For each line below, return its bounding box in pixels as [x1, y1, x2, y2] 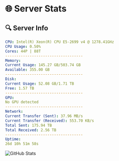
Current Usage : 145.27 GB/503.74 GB [5, 63, 81, 68]
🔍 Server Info [5, 23, 49, 32]
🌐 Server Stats [5, 3, 67, 14]
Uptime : [5, 137, 21, 142]
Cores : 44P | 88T [5, 48, 41, 54]
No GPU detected [5, 100, 39, 105]
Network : [5, 109, 23, 114]
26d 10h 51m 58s [5, 142, 39, 147]
